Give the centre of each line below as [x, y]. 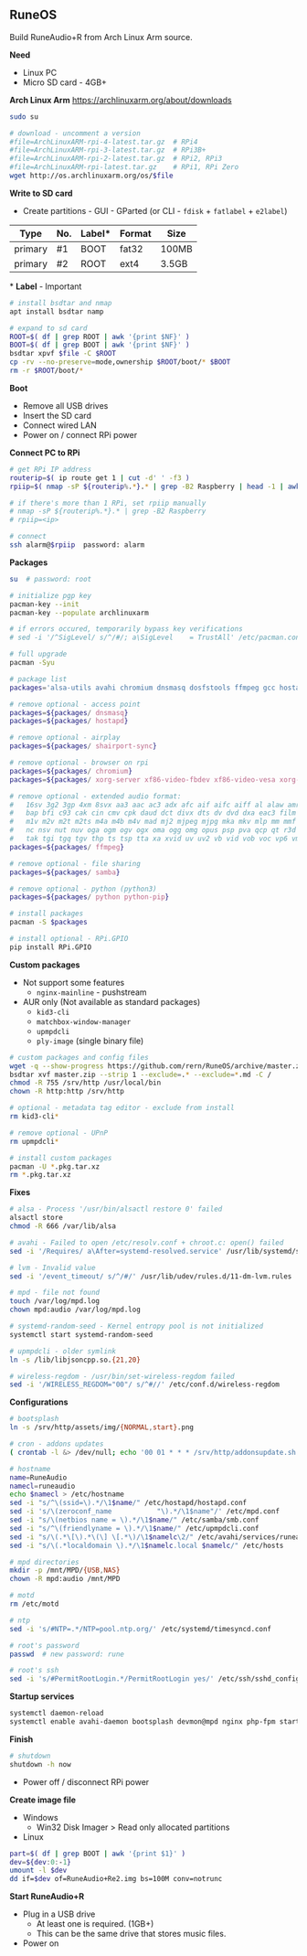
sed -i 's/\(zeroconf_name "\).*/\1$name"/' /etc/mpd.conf [145, 1512]
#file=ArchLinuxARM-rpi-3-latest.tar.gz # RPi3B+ [108, 150]
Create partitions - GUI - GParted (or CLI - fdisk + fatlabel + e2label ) [155, 210]
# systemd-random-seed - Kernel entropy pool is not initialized [136, 1326]
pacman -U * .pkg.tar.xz [55, 1166]
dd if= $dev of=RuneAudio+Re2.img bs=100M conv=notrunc [116, 1879]
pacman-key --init [44, 604]
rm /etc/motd [34, 1604]
